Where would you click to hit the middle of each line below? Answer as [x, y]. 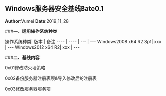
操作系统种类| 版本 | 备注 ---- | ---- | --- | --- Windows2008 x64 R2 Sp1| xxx [83, 41]
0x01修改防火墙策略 [25, 67]
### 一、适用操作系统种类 [31, 31]
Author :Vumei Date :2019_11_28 [37, 21]
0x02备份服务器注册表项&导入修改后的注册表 [51, 78]
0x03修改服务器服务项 [28, 89]
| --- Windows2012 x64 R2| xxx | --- [42, 47]
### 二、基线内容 [22, 57]
